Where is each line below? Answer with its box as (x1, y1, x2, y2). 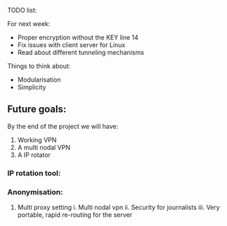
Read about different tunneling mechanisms (17, 49, 144, 56)
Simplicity (17, 83, 46, 91)
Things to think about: (7, 62, 71, 70)
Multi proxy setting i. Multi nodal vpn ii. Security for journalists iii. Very (17, 203, 220, 212)
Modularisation (17, 75, 61, 84)
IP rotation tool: (7, 168, 61, 178)
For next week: (7, 20, 51, 27)
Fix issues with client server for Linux (17, 41, 126, 49)
